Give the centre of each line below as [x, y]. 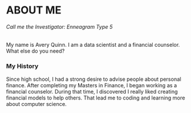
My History [22, 66]
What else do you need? [35, 51]
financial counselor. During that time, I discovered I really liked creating [92, 91]
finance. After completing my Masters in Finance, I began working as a [92, 85]
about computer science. [36, 104]
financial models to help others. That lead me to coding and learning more [95, 98]
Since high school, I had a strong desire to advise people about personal [94, 79]
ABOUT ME [34, 10]
